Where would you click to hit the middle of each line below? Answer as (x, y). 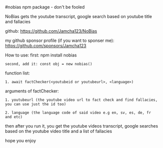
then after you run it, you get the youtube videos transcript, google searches (81, 126)
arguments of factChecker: (32, 91)
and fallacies (18, 22)
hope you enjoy (21, 140)
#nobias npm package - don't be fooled (45, 7)
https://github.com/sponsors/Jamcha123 (46, 46)
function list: (18, 73)
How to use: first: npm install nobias (41, 55)
